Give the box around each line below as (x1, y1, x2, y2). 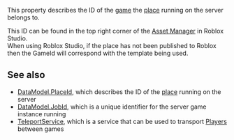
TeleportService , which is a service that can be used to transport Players (17, 117, 227, 125)
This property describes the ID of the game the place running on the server (7, 6, 224, 14)
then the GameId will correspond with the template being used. (7, 49, 189, 57)
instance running (17, 109, 66, 118)
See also (7, 69, 45, 81)
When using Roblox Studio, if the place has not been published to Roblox (7, 42, 217, 49)
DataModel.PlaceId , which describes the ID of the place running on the (17, 87, 221, 96)
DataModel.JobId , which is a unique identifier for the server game (17, 102, 207, 111)
